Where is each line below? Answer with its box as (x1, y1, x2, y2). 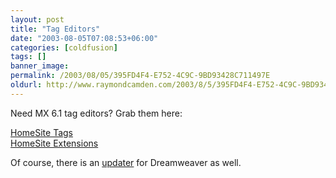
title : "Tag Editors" (10, 24, 101, 34)
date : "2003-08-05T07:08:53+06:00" (10, 33, 159, 43)
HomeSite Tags (10, 126, 73, 138)
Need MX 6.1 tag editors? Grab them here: (10, 107, 183, 119)
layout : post (10, 14, 65, 25)
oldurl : (10, 80, 43, 90)
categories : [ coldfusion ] (10, 42, 118, 53)
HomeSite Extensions (10, 137, 99, 149)
